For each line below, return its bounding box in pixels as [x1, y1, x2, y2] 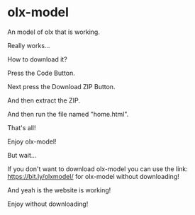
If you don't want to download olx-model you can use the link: [7, 164, 188, 173]
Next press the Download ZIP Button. [7, 82, 116, 91]
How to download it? [7, 54, 67, 64]
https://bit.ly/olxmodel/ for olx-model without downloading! [7, 172, 179, 180]
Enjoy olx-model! [7, 137, 57, 146]
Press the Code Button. [7, 69, 76, 77]
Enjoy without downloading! [7, 199, 89, 208]
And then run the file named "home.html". [7, 110, 129, 118]
